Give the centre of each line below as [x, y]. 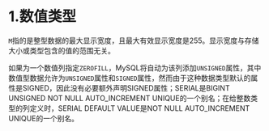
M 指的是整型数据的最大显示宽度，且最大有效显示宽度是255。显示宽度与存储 [134, 40]
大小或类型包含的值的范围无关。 [62, 50]
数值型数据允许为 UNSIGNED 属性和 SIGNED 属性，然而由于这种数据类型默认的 [130, 78]
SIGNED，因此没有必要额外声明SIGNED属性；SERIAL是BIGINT [126, 88]
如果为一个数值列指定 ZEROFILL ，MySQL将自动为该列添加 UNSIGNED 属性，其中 [135, 68]
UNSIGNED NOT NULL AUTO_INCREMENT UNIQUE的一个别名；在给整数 [130, 98]
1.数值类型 [43, 17]
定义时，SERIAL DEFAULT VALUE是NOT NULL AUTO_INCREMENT [140, 108]
